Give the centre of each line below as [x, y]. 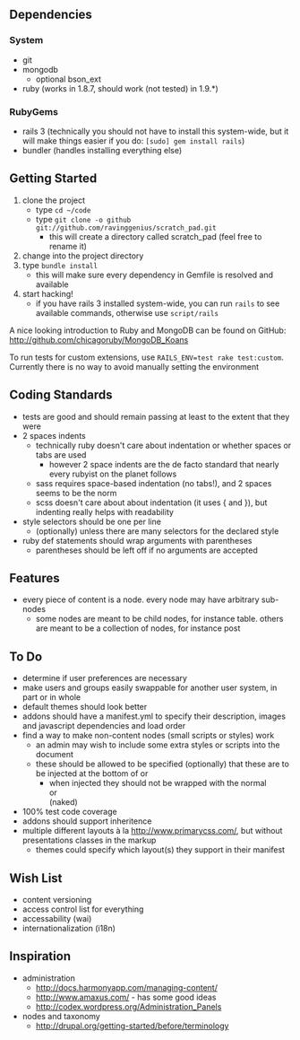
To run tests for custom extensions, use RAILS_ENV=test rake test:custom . [147, 357]
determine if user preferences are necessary [105, 678]
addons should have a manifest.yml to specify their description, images [154, 716]
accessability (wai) [57, 919]
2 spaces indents [54, 435]
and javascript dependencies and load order [104, 726]
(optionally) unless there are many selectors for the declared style [157, 531]
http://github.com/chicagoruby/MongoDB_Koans [99, 339]
